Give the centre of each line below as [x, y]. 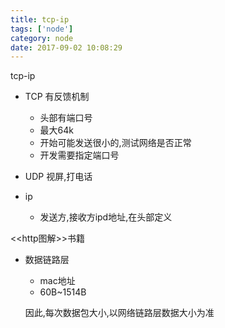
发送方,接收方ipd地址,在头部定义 [106, 217]
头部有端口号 [66, 118]
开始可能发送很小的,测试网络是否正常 [115, 143]
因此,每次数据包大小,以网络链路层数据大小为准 [119, 313]
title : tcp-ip [40, 19]
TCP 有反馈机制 [57, 97]
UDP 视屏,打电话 [58, 177]
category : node [42, 38]
